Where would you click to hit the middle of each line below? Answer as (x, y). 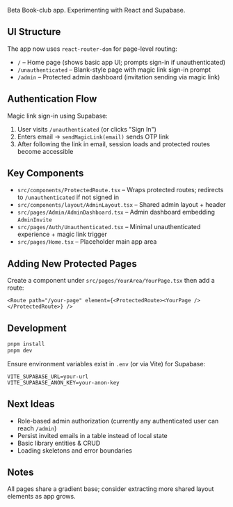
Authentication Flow (52, 99)
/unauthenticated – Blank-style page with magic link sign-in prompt (114, 70)
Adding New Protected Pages (72, 264)
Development (37, 328)
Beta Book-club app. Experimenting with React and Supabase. (96, 10)
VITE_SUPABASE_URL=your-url (48, 376)
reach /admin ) (37, 428)
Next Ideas (31, 404)
